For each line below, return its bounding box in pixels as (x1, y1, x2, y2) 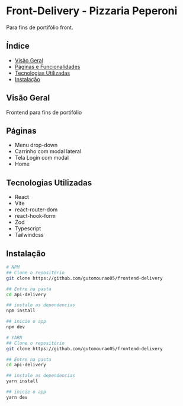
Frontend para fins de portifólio (6, 109, 82, 116)
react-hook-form (14, 212, 56, 220)
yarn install (6, 378, 38, 384)
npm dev (6, 324, 25, 330)
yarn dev (6, 394, 28, 400)
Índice (6, 41, 30, 51)
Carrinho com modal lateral (14, 148, 82, 155)
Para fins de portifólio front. (6, 24, 73, 31)
